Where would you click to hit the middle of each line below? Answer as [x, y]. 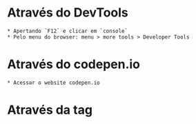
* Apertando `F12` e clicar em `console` [68, 31]
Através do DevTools [68, 13]
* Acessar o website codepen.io [53, 83]
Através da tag [50, 110]
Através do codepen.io [73, 64]
